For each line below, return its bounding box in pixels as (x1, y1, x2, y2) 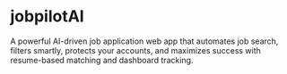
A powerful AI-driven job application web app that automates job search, (10, 36, 279, 46)
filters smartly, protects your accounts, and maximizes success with (10, 45, 261, 55)
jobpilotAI (10, 6, 84, 27)
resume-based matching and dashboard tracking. (10, 54, 194, 65)
